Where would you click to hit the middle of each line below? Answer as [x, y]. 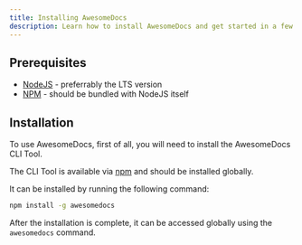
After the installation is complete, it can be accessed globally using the [141, 223]
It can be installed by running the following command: [109, 189]
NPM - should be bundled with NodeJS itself [106, 94]
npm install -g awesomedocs [62, 206]
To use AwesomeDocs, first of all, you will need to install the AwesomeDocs [150, 145]
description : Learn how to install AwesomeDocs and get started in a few [151, 26]
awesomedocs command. [53, 232]
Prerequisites [48, 63]
